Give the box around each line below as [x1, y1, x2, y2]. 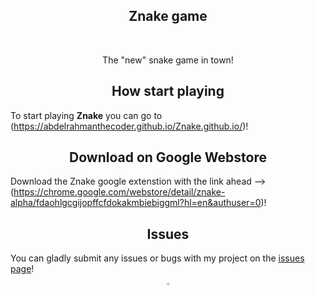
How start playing [111, 83, 225, 100]
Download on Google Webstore [69, 149, 267, 166]
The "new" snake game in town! [102, 54, 234, 66]
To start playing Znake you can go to [10, 109, 163, 121]
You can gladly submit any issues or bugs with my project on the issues [10, 252, 305, 264]
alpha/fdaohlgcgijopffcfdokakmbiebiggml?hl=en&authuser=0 [10, 197, 262, 209]
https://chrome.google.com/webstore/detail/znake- [13, 186, 226, 198]
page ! [10, 263, 35, 275]
